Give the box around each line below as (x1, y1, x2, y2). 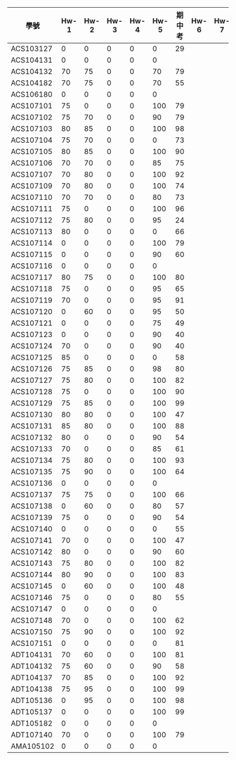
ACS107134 (11, 455, 53, 465)
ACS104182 (11, 78, 53, 87)
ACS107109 (11, 181, 53, 191)
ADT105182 (11, 718, 53, 728)
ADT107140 (11, 730, 53, 740)
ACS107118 (11, 284, 53, 293)
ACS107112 (11, 215, 53, 224)
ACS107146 (11, 593, 53, 602)
